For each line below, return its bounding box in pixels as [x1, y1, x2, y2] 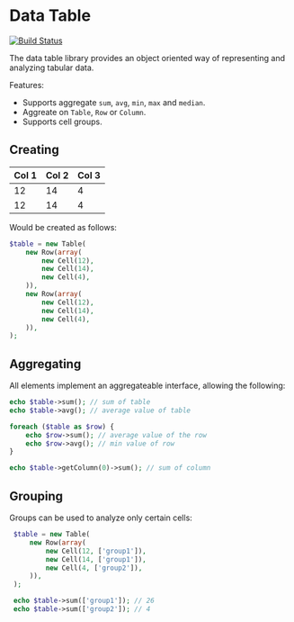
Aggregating [9, 356, 82, 372]
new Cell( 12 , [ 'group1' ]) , [45, 546, 147, 555]
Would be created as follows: [9, 221, 117, 232]
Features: [9, 79, 45, 90]
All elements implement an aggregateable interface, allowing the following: [9, 380, 286, 392]
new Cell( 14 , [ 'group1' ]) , [45, 554, 147, 563]
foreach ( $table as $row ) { [9, 422, 115, 431]
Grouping [9, 488, 64, 504]
